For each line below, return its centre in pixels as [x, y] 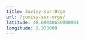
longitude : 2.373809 [32, 28]
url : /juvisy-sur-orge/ [36, 17]
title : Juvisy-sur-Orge [36, 11]
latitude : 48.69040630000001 [42, 22]
